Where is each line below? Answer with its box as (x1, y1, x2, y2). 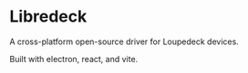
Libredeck (9, 6, 88, 27)
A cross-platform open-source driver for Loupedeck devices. (9, 36, 239, 47)
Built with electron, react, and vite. (9, 53, 139, 64)
